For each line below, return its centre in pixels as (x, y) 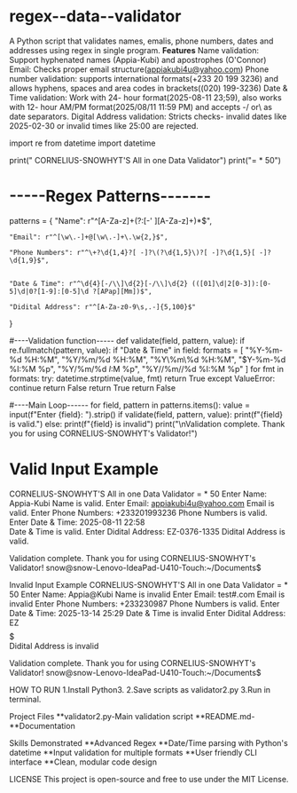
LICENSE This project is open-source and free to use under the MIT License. (149, 779)
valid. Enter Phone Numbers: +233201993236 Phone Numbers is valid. (138, 512)
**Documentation (42, 726)
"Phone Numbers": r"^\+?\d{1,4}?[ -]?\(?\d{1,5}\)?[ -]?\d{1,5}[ (132, 252)
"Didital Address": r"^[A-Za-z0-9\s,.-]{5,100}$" (103, 307)
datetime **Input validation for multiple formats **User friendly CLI (133, 752)
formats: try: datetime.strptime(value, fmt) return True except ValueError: (142, 378)
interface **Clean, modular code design (83, 762)
